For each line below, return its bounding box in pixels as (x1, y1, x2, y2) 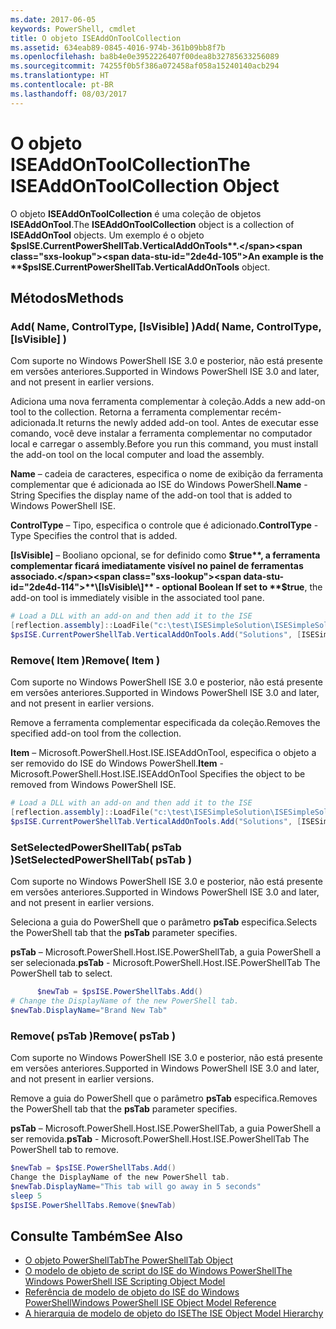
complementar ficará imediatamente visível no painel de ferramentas (10, 560, 304, 572)
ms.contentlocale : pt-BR (10, 80, 114, 90)
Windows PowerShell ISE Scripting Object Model (24, 1276, 226, 1288)
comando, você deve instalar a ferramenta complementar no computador (10, 427, 313, 440)
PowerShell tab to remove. (10, 1144, 119, 1156)
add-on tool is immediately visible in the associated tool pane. (10, 592, 265, 604)
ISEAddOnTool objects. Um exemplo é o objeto (10, 229, 205, 241)
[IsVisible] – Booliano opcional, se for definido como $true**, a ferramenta (10, 549, 321, 561)
